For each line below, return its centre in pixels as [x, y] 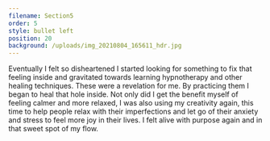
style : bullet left [41, 31]
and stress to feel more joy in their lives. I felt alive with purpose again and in [135, 120]
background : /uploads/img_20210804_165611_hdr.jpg [95, 46]
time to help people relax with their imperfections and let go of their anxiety [133, 112]
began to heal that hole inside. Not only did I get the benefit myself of [124, 94]
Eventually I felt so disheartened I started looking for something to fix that [130, 68]
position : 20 [30, 38]
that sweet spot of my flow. [54, 129]
